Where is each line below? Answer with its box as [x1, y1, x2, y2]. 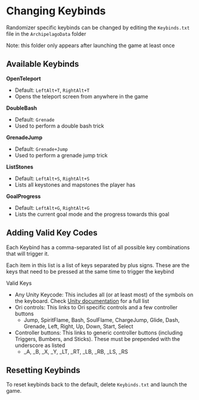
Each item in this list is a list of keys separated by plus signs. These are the [6, 261, 189, 269]
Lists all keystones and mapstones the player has [14, 181, 136, 188]
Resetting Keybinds [6, 365, 80, 375]
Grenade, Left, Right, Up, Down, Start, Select [23, 323, 133, 330]
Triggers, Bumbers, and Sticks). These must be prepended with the [14, 335, 181, 342]
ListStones [6, 163, 34, 170]
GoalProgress [6, 193, 41, 200]
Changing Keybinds [6, 4, 106, 18]
